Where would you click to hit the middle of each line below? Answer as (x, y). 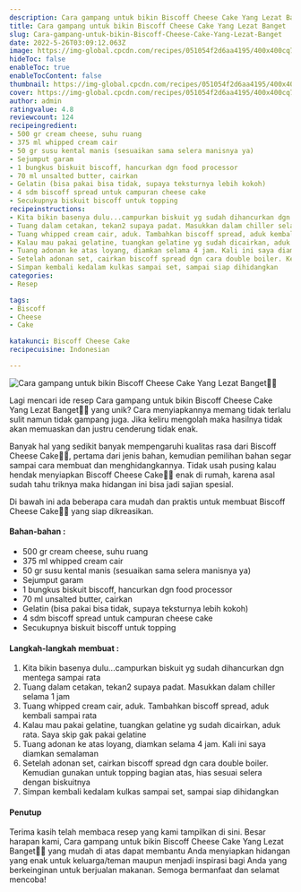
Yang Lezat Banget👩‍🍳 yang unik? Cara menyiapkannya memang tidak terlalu (150, 409)
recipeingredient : (43, 126)
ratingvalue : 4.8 (42, 109)
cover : (21, 92)
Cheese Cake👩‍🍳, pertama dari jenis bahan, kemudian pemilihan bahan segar (150, 455)
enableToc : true (39, 68)
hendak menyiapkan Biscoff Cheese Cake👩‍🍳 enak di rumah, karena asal (142, 475)
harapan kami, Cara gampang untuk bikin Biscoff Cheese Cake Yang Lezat (146, 842)
